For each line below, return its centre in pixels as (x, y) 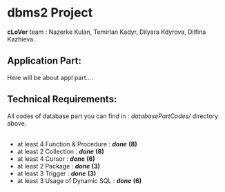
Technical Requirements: (62, 99)
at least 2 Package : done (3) (59, 166)
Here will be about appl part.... (50, 77)
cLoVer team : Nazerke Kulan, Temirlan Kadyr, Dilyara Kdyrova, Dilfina (107, 32)
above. (17, 123)
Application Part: (44, 61)
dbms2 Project (50, 13)
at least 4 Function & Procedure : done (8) (77, 144)
